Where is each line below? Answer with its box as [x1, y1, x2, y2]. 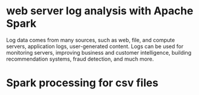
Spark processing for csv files [6, 76, 158, 90]
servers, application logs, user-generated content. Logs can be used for [6, 43, 183, 50]
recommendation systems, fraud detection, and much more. [6, 55, 154, 62]
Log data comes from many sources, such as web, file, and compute [6, 36, 175, 43]
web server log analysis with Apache [6, 4, 194, 18]
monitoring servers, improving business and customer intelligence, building [6, 49, 192, 56]
